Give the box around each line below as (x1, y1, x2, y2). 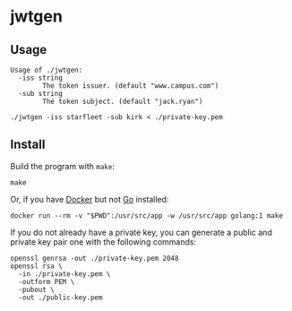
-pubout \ (18, 285, 55, 294)
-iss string (18, 73, 64, 82)
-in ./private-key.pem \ (18, 269, 111, 279)
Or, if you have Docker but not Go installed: (10, 194, 169, 204)
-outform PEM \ (18, 277, 75, 286)
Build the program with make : (10, 160, 115, 171)
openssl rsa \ (10, 262, 64, 271)
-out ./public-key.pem (18, 293, 103, 302)
